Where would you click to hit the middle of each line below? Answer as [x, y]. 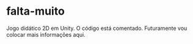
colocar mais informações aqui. [46, 34]
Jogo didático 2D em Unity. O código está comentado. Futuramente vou [97, 28]
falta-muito [36, 11]
